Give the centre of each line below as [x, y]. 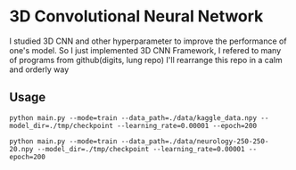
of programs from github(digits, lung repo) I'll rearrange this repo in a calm [146, 60]
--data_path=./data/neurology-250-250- [195, 141]
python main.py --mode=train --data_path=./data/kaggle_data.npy [133, 117]
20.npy [21, 149]
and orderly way [39, 69]
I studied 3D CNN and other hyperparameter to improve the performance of [148, 41]
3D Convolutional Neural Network [136, 16]
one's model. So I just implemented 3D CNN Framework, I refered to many [145, 50]
